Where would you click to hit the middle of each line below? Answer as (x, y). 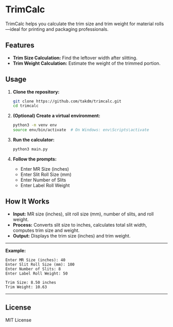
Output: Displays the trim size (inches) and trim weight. (72, 235)
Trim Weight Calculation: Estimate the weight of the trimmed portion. (86, 63)
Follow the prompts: (34, 159)
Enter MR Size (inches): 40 (36, 260)
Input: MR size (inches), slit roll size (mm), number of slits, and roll (83, 214)
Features (20, 46)
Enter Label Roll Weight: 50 (37, 274)
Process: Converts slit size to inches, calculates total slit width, (80, 225)
